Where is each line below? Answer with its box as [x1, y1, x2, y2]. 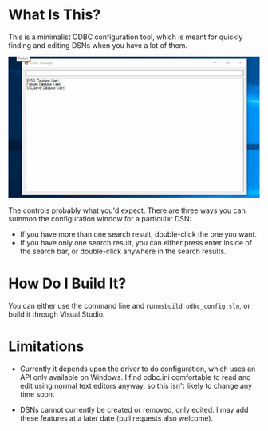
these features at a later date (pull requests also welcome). [19, 413, 214, 423]
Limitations [8, 337, 85, 355]
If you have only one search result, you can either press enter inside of [19, 237, 253, 247]
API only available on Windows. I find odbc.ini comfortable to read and [19, 372, 251, 381]
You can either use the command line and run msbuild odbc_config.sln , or [8, 301, 251, 310]
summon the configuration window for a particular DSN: [8, 214, 192, 223]
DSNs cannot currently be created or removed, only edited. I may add [19, 405, 249, 414]
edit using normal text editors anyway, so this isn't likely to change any [19, 381, 253, 390]
